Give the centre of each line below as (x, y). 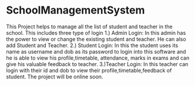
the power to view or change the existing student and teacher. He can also (96, 39)
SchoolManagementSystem (75, 10)
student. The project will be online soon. (55, 77)
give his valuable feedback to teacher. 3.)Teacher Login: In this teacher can (97, 64)
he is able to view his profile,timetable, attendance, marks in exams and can (98, 58)
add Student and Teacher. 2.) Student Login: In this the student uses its (92, 45)
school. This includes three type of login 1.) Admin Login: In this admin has (96, 32)
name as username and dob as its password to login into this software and (96, 51)
